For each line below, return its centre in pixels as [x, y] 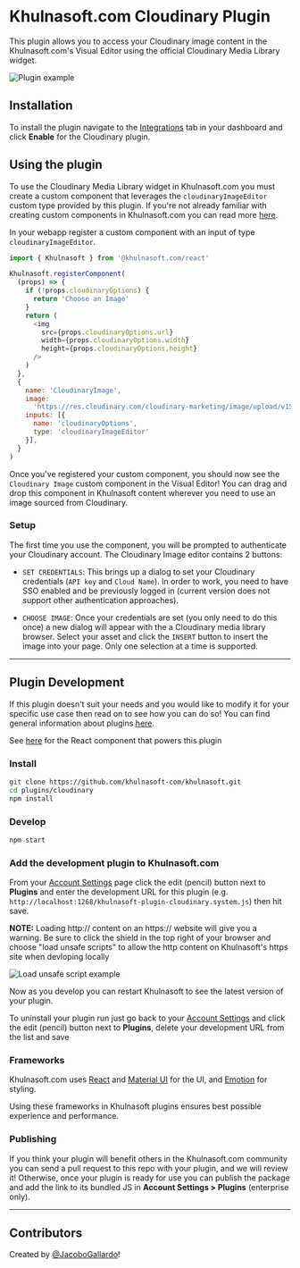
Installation [41, 106]
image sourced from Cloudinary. [68, 502]
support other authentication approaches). [100, 600]
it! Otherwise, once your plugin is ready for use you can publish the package [150, 1178]
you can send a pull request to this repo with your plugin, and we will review [149, 1168]
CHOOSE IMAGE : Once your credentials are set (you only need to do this [150, 617]
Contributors [46, 1234]
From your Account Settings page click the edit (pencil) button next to [137, 883]
